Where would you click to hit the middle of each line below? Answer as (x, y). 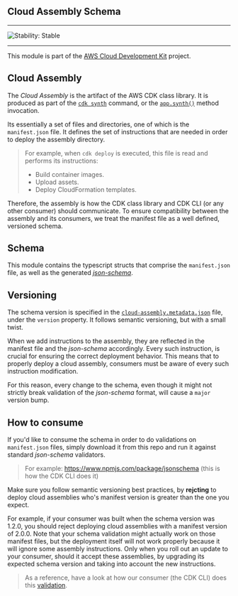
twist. (15, 327)
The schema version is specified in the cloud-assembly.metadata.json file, (115, 313)
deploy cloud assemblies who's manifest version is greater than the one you (118, 497)
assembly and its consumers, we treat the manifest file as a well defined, (113, 218)
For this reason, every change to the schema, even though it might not (110, 385)
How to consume (45, 422)
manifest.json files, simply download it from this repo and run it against (112, 448)
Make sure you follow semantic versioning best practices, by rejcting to (112, 490)
